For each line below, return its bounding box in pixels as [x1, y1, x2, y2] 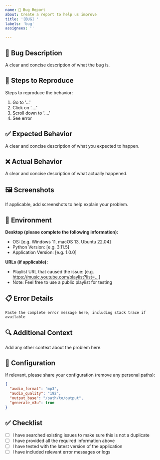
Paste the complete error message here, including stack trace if [5, 310, 146, 315]
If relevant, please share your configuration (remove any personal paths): [5, 372, 156, 378]
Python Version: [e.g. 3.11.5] [12, 244, 70, 250]
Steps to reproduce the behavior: [5, 89, 73, 95]
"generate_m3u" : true [9, 400, 55, 405]
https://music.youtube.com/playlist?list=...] [12, 274, 101, 280]
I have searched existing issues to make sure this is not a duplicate [12, 432, 150, 438]
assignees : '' [5, 26, 35, 31]
